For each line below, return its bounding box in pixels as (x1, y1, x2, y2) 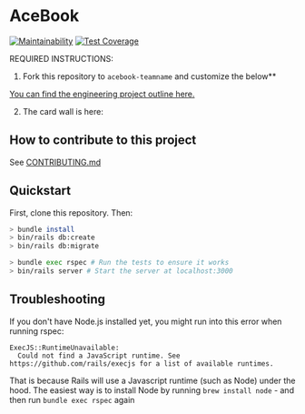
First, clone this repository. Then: (9, 207, 133, 218)
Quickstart (9, 183, 72, 198)
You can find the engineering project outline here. (9, 88, 195, 99)
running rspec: (9, 325, 64, 337)
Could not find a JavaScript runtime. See (17, 351, 181, 360)
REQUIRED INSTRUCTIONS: (9, 53, 113, 64)
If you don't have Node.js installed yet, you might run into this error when (9, 316, 282, 327)
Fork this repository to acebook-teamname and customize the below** (22, 70, 277, 82)
